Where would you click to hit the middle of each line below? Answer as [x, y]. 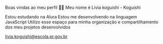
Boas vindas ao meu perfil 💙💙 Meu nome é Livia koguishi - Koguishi [73, 7]
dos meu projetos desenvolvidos [38, 27]
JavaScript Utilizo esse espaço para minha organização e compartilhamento [82, 22]
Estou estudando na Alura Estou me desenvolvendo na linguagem [71, 17]
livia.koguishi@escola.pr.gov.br [36, 37]
